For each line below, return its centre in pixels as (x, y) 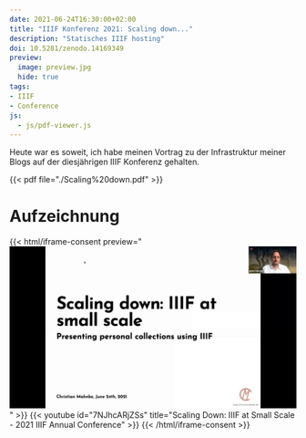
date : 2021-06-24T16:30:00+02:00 (73, 19)
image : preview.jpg (55, 68)
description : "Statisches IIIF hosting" (87, 38)
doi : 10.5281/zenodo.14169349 (67, 48)
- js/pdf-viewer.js (55, 125)
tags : (20, 87)
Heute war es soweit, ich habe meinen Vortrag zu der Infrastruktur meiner (148, 152)
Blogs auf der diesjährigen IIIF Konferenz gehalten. (105, 162)
